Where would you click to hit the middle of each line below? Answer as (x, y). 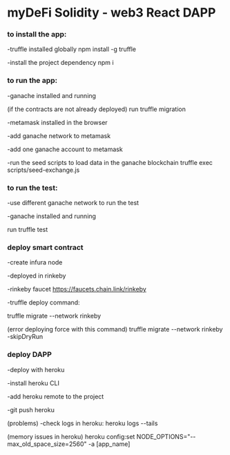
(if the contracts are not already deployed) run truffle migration (97, 109)
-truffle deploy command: (44, 302)
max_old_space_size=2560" (47, 444)
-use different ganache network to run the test (73, 203)
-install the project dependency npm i (60, 63)
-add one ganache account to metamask (65, 149)
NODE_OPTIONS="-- (166, 436)
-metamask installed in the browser (58, 122)
